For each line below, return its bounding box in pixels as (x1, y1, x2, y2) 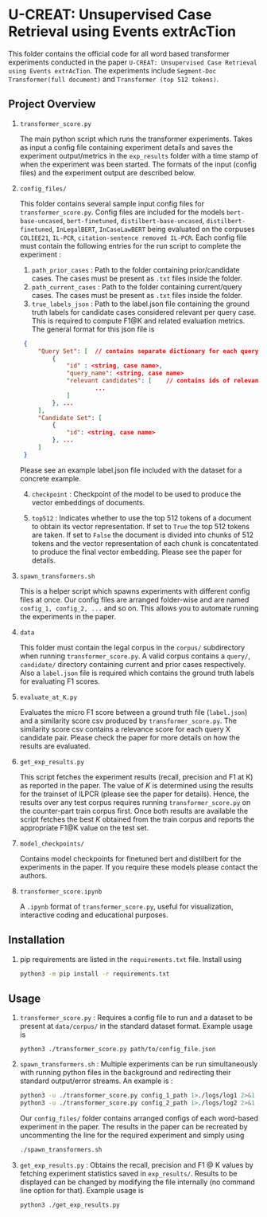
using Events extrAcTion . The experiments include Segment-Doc (8, 65, 217, 75)
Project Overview (8, 97, 96, 111)
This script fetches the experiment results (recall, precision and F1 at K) (19, 771, 253, 782)
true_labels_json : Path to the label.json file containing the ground (31, 299, 250, 308)
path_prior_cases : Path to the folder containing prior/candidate (31, 265, 240, 274)
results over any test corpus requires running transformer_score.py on (19, 797, 251, 807)
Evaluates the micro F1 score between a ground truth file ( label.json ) (19, 707, 248, 716)
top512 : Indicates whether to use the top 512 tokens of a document (31, 512, 252, 523)
